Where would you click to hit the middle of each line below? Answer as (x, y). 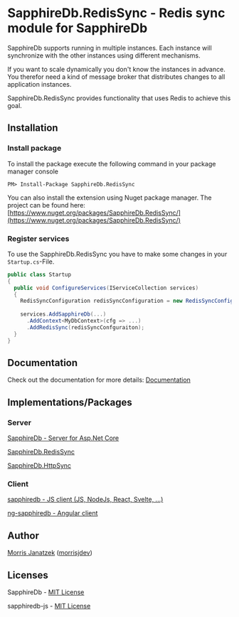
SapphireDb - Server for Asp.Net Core (63, 438)
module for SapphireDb (78, 28)
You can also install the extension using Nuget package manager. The (110, 198)
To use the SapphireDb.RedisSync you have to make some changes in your (117, 254)
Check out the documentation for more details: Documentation (99, 380)
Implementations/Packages (70, 402)
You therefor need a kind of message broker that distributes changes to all (116, 77)
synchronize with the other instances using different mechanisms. (104, 55)
